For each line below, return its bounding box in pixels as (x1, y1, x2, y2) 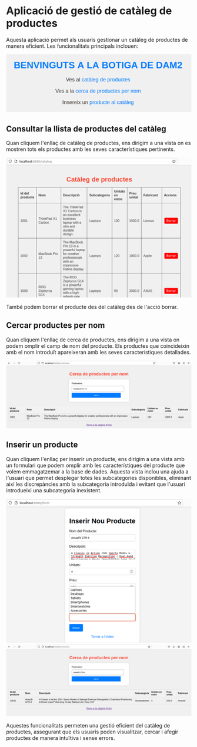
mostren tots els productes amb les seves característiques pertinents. (6, 146, 175, 153)
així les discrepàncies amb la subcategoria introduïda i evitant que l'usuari (6, 481, 185, 488)
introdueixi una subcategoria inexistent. (6, 486, 102, 493)
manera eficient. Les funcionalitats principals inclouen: (6, 42, 139, 50)
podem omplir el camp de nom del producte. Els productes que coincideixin (6, 342, 190, 349)
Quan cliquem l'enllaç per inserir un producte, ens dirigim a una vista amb (6, 455, 185, 462)
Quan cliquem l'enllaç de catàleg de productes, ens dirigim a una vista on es (6, 140, 191, 147)
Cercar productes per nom (6, 320, 105, 331)
